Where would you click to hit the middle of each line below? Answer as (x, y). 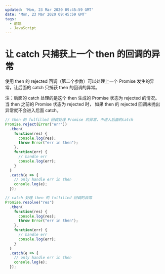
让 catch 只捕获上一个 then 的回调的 (78, 54)
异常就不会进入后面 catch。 (33, 110)
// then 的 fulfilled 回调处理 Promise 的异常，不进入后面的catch (69, 120)
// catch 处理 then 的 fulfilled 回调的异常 (49, 198)
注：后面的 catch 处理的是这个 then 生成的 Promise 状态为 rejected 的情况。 (82, 98)
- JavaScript (23, 28)
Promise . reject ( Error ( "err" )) (36, 124)
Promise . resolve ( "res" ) (30, 202)
